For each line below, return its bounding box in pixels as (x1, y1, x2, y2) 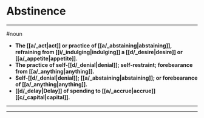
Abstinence (6, 4, 66, 18)
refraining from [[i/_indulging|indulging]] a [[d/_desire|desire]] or (15, 48, 183, 55)
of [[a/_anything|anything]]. (15, 80, 88, 88)
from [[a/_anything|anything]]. (15, 68, 95, 75)
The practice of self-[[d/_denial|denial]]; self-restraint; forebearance (15, 61, 193, 68)
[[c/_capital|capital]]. (15, 93, 70, 101)
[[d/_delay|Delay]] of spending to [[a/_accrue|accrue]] (15, 87, 156, 94)
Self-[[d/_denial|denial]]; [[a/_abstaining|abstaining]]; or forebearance (15, 74, 198, 82)
